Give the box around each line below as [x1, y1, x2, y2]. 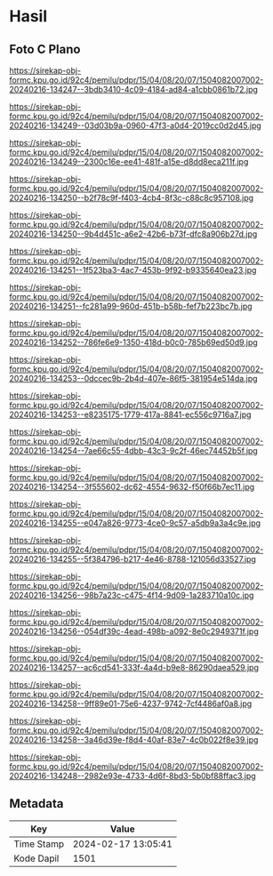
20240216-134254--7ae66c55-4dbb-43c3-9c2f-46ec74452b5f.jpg [9, 446, 258, 455]
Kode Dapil [13, 852, 60, 864]
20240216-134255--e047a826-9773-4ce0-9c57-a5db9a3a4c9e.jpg [9, 518, 261, 528]
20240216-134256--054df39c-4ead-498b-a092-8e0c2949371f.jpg [9, 626, 260, 637]
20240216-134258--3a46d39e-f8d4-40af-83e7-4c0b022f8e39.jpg [9, 735, 259, 744]
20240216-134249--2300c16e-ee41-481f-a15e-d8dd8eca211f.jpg [9, 157, 249, 166]
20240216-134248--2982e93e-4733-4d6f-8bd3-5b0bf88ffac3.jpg [9, 771, 256, 781]
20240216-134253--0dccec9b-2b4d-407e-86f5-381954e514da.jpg [9, 374, 258, 383]
